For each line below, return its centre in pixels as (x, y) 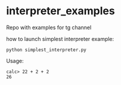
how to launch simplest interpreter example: (60, 39)
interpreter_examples (61, 11)
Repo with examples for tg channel (49, 27)
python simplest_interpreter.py (46, 50)
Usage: (15, 61)
